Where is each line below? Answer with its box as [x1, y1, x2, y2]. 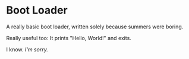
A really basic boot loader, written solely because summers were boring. [6, 23, 184, 30]
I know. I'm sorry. [6, 45, 49, 53]
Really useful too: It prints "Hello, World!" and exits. [6, 34, 132, 41]
